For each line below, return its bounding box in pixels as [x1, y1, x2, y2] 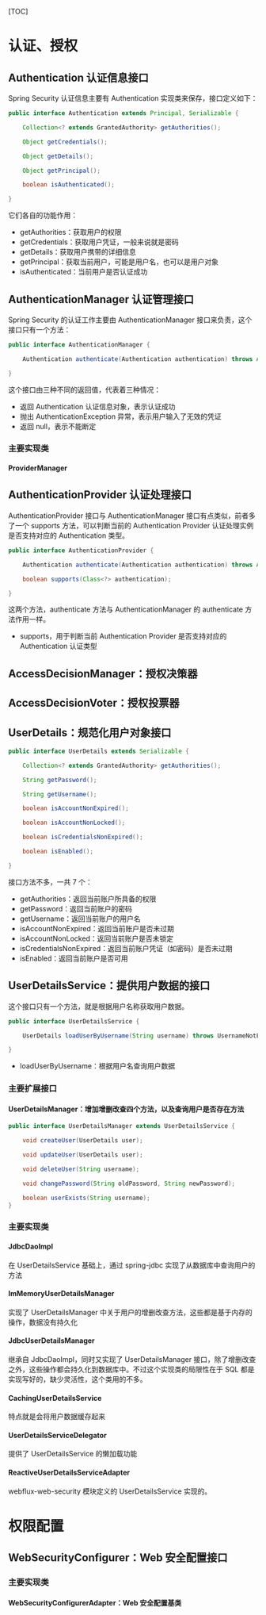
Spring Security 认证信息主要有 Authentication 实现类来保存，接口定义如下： [8, 94, 258, 102]
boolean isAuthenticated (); [22, 181, 115, 189]
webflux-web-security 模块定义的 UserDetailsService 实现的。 [8, 1486, 212, 1496]
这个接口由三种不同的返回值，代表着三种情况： [8, 385, 161, 394]
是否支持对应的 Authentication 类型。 [8, 531, 129, 540]
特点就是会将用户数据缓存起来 [8, 1412, 105, 1421]
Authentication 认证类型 [19, 642, 97, 651]
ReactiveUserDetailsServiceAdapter [8, 1467, 131, 1478]
